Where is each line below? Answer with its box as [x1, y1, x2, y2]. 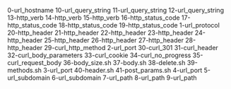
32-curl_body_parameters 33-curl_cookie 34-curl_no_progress [7, 51, 191, 59]
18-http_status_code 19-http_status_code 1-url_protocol [58, 21, 220, 29]
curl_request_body [7, 59, 62, 66]
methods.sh [7, 66, 42, 74]
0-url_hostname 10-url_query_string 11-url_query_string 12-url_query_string [7, 6, 225, 14]
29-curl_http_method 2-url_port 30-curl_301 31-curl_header [44, 44, 219, 52]
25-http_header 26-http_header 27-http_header [44, 36, 184, 44]
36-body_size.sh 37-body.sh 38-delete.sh [63, 59, 186, 66]
